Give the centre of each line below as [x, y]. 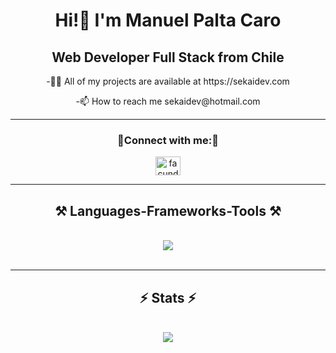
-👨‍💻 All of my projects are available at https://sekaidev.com [168, 81]
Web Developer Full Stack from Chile [168, 57]
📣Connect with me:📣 [168, 140]
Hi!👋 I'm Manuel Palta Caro [168, 20]
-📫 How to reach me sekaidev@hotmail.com [168, 101]
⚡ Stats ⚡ [168, 297]
